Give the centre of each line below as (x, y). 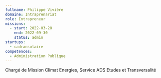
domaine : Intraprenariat (31, 14)
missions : (15, 24)
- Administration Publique (38, 56)
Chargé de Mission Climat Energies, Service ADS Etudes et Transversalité (80, 70)
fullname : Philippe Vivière (34, 10)
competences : (19, 51)
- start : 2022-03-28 (31, 28)
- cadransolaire (26, 47)
